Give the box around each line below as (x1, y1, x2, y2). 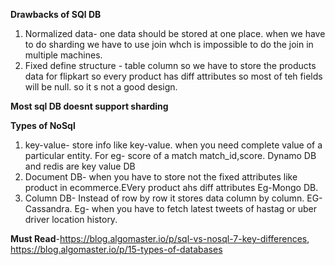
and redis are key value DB (24, 160, 136, 172)
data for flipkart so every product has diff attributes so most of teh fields (24, 70, 323, 82)
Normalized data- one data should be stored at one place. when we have (24, 28, 326, 39)
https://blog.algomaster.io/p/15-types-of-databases (10, 244, 223, 255)
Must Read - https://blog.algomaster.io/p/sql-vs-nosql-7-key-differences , (10, 233, 310, 244)
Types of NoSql (10, 120, 76, 131)
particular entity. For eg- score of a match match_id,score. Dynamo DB (24, 150, 317, 161)
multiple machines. (24, 49, 103, 61)
